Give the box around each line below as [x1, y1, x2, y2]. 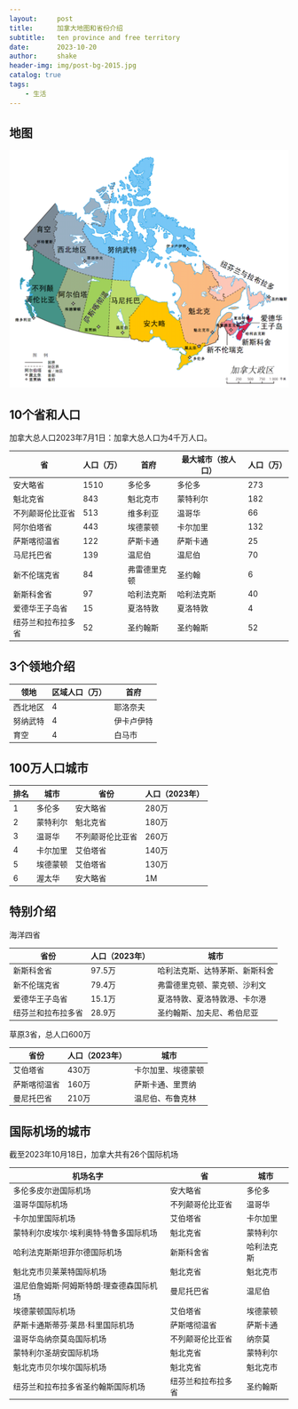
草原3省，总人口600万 [9, 1029, 91, 1039]
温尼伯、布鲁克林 [134, 1093, 197, 1103]
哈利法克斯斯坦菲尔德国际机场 [12, 1246, 122, 1257]
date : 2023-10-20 [9, 43, 98, 52]
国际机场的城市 [9, 1124, 91, 1139]
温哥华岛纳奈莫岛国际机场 [12, 1333, 106, 1344]
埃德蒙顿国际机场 [12, 1305, 75, 1316]
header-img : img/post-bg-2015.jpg [9, 61, 137, 70]
